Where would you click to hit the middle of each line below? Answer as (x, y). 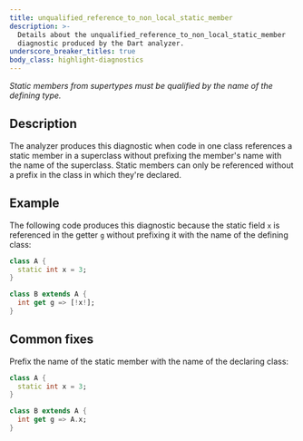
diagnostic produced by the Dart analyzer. (101, 43)
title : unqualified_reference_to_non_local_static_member (121, 18)
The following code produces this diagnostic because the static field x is (145, 225)
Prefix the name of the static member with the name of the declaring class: (149, 361)
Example (34, 204)
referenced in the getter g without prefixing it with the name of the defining (149, 235)
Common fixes (51, 340)
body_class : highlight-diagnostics (77, 60)
